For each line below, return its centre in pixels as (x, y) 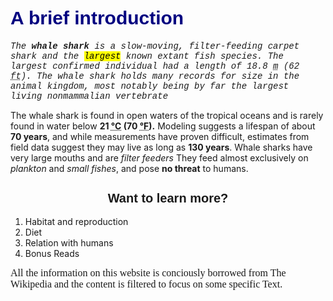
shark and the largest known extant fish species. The (147, 56)
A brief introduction (97, 18)
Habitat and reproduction (76, 221)
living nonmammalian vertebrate (89, 96)
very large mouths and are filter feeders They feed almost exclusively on (159, 158)
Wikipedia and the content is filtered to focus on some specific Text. (146, 284)
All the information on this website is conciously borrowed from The (148, 272)
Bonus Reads (52, 253)
